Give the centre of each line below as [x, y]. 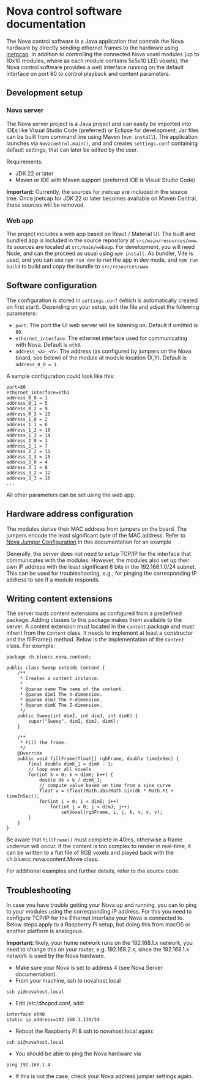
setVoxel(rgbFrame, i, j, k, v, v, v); [112, 812]
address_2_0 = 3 [27, 441]
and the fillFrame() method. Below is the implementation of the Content [95, 640]
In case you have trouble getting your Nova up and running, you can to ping [102, 905]
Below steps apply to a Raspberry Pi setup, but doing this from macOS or [99, 925]
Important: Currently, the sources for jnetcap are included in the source [97, 191]
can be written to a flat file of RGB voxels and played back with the [90, 853]
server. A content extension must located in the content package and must [100, 626]
